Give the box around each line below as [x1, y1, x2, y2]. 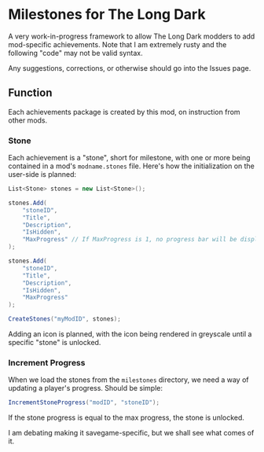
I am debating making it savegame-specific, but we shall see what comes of [8, 428, 255, 438]
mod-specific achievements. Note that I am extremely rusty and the [8, 39, 227, 49]
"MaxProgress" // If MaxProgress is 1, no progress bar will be [22, 236, 237, 244]
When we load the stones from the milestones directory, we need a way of [8, 375, 249, 384]
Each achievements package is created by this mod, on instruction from [8, 107, 241, 116]
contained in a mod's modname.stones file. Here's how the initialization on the [8, 161, 255, 171]
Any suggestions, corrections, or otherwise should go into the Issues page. [8, 63, 251, 72]
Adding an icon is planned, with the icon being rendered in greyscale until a [8, 329, 252, 339]
